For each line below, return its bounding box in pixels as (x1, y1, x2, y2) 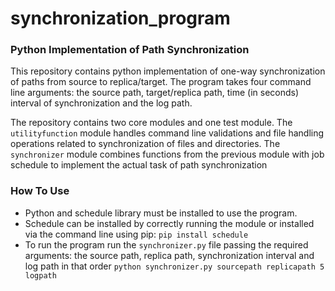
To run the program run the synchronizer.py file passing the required (24, 238, 309, 251)
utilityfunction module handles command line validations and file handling (10, 127, 325, 139)
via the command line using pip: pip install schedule (24, 228, 249, 240)
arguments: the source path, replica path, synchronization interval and (24, 249, 315, 261)
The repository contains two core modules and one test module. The (10, 117, 293, 129)
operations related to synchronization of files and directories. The (10, 138, 281, 150)
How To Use (10, 184, 70, 198)
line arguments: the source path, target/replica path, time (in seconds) (10, 87, 300, 99)
